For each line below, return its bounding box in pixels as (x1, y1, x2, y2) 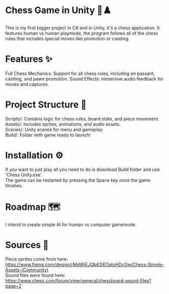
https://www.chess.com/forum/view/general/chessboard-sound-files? (5, 277, 151, 283)
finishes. (5, 182, 23, 189)
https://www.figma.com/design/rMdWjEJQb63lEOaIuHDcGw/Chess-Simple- (5, 261, 164, 267)
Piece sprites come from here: (5, 256, 68, 262)
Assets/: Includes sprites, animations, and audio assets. (5, 121, 121, 127)
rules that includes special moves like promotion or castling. (5, 35, 130, 42)
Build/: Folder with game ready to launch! (5, 132, 91, 138)
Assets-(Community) (5, 267, 49, 273)
